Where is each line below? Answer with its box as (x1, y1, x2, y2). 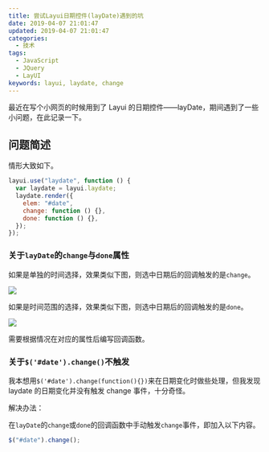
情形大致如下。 (8, 161, 58, 171)
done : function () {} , (22, 214, 99, 222)
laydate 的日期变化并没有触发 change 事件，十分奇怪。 (8, 385, 190, 395)
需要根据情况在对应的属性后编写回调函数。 (8, 334, 149, 343)
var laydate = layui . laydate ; (15, 184, 116, 193)
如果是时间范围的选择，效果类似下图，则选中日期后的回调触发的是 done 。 (8, 302, 248, 311)
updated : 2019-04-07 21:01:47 (8, 27, 110, 35)
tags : (8, 49, 26, 57)
